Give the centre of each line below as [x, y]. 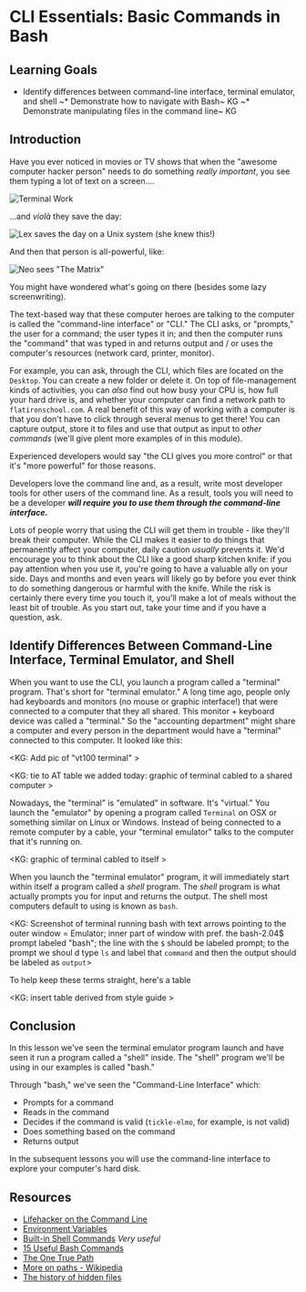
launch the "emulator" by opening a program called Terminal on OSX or [143, 812]
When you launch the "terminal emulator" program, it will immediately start [149, 877]
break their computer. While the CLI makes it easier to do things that [137, 539]
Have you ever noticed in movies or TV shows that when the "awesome [143, 161]
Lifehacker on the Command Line [85, 1219]
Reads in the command [66, 1113]
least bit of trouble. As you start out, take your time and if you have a [138, 607]
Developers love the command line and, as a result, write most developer [146, 483]
